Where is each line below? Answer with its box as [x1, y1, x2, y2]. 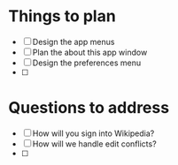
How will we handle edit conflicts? [32, 139, 157, 149]
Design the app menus [32, 36, 115, 47]
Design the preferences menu [32, 57, 142, 68]
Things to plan [8, 6, 116, 26]
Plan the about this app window [32, 47, 148, 57]
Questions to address [8, 98, 170, 118]
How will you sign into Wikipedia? [32, 128, 155, 139]
